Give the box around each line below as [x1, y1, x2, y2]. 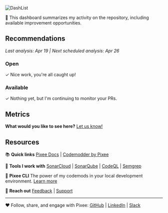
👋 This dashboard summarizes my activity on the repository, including [5, 15, 149, 21]
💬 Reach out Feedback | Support [5, 188, 73, 194]
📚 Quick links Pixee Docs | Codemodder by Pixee [5, 151, 109, 157]
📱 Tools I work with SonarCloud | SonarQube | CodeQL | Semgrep [5, 163, 141, 169]
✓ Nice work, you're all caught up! [5, 72, 76, 78]
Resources [5, 138, 39, 146]
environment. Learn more [5, 178, 57, 184]
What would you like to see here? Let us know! [5, 123, 103, 129]
